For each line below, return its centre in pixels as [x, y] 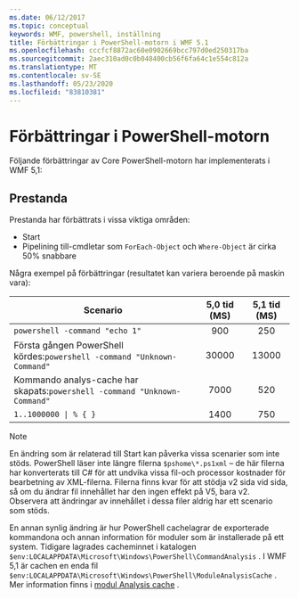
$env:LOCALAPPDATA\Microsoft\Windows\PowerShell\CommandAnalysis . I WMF [148, 556]
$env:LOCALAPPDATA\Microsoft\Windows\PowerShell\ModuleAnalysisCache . [143, 575]
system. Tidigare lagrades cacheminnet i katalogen [103, 547]
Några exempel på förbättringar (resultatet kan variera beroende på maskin [147, 274]
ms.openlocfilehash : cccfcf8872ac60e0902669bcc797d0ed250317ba [129, 51]
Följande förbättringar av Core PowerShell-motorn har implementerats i [140, 160]
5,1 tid [267, 305]
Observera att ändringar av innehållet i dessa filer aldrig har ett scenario [141, 501]
